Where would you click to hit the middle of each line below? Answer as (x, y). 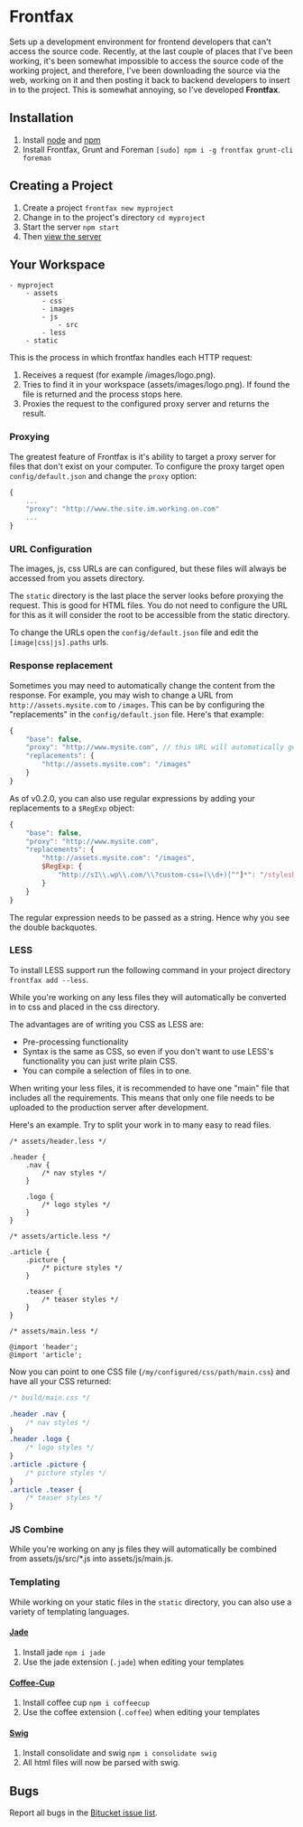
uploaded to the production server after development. (109, 1107)
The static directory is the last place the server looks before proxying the (147, 596)
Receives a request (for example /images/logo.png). (119, 375)
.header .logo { (40, 1439)
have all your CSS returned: (60, 1381)
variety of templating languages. (69, 1611)
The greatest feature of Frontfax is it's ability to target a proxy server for (143, 456)
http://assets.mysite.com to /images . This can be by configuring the (137, 704)
